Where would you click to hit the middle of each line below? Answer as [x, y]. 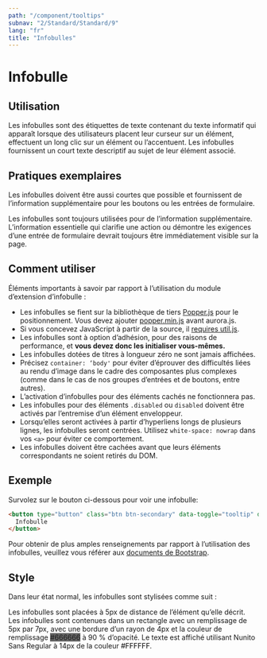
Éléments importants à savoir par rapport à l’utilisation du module [114, 288]
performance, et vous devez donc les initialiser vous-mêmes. [122, 346]
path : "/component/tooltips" [56, 15]
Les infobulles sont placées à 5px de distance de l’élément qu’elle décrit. [127, 612]
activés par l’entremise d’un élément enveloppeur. [101, 413]
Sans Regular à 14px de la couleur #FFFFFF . [80, 646]
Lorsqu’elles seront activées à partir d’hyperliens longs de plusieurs [130, 421]
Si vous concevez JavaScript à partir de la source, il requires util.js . [130, 329]
